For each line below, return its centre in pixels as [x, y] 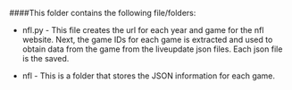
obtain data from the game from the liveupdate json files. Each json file [152, 49]
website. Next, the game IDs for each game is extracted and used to [147, 40]
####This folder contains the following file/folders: [103, 13]
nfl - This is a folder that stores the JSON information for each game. [148, 76]
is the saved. [46, 58]
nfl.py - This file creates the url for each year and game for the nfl [143, 30]
